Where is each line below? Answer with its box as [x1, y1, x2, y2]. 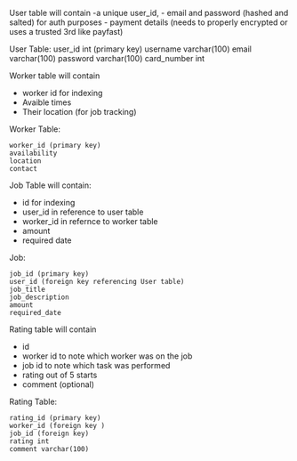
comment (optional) [21, 379, 95, 390]
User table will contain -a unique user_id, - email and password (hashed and [9, 8, 289, 18]
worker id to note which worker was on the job [21, 351, 193, 361]
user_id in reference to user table [21, 206, 144, 217]
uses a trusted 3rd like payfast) [9, 27, 124, 36]
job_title [9, 285, 46, 294]
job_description [9, 293, 69, 302]
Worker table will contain [9, 70, 100, 81]
